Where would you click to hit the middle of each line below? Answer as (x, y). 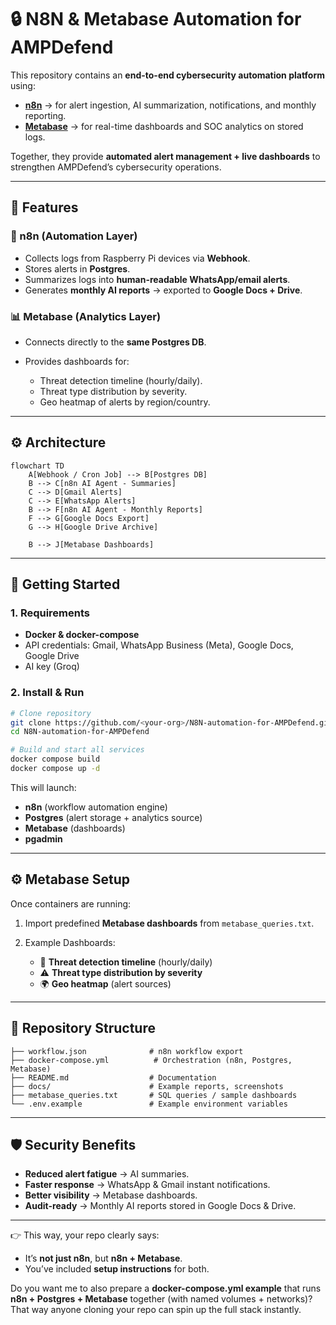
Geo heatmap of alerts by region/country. (125, 402)
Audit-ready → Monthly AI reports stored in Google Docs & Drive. (160, 1206)
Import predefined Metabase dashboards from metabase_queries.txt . (169, 923)
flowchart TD (37, 466)
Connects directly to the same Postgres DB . (115, 342)
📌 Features (44, 207)
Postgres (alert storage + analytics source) (113, 817)
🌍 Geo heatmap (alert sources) (105, 983)
